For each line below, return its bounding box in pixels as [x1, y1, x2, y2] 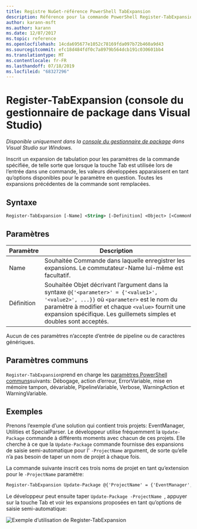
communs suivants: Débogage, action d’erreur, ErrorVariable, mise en [6, 377, 173, 384]
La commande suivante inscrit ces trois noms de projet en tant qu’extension [6, 465, 189, 472]
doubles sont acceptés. [44, 317, 109, 325]
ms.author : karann [6, 25, 51, 31]
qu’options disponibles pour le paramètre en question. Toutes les [6, 174, 163, 182]
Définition [9, 299, 36, 307]
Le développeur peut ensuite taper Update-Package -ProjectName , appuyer [6, 493, 188, 500]
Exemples [6, 407, 43, 417]
